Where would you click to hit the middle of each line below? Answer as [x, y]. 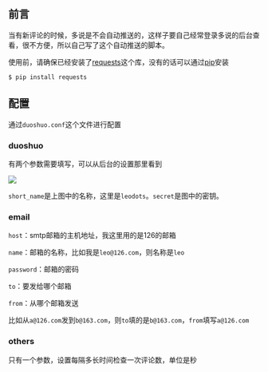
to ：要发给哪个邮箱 [40, 287]
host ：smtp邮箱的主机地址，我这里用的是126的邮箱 [93, 235]
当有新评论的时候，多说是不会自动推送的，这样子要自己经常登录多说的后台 [130, 35]
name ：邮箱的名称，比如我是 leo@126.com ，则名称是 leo [97, 252]
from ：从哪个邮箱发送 [43, 303]
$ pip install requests [48, 77]
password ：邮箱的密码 [44, 269]
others [21, 342]
